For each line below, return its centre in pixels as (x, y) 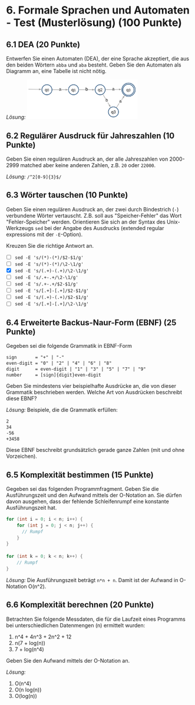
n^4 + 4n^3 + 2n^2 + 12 (43, 637)
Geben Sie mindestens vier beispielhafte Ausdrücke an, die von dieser (91, 386)
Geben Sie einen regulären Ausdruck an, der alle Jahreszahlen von (87, 159)
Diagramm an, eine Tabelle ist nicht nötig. (57, 71)
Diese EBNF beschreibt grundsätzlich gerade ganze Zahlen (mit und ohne (95, 450)
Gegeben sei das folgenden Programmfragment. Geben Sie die (82, 488)
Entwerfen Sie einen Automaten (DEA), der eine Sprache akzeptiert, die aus (98, 59)
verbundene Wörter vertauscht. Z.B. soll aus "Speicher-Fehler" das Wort (94, 215)
